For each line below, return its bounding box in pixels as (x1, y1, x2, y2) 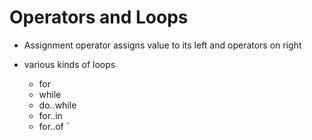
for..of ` (38, 120, 70, 132)
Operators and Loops (9, 6, 189, 29)
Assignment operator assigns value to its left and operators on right (23, 39, 302, 51)
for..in (38, 109, 63, 121)
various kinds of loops (23, 58, 116, 70)
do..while (38, 99, 77, 111)
